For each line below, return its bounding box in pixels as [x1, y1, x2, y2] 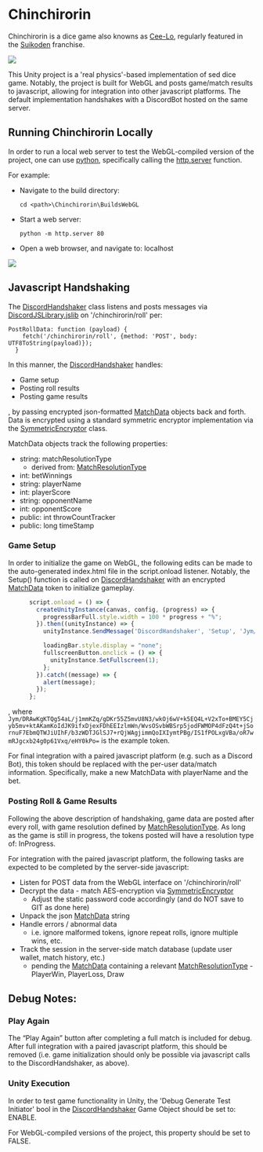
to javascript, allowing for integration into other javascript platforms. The [8, 86, 241, 96]
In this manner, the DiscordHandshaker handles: [8, 360, 163, 369]
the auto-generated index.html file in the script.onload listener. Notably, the [8, 566, 250, 576]
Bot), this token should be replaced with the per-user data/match [8, 759, 218, 769]
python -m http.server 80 [19, 229, 104, 237]
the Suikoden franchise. [8, 39, 85, 49]
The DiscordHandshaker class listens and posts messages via [8, 302, 208, 311]
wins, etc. [31, 936, 63, 945]
